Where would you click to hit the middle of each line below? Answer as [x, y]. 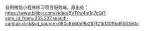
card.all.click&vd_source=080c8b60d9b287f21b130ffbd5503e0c [72, 23]
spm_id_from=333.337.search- [37, 18]
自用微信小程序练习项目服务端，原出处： [47, 7]
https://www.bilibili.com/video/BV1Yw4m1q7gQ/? [56, 13]
